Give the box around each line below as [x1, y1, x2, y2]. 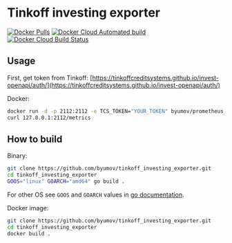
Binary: [7, 152, 28, 160]
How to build [7, 133, 63, 145]
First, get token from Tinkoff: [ [7, 73, 93, 82]
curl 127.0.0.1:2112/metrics [7, 114, 91, 121]
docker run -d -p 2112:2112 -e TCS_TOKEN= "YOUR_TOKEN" [7, 107, 168, 115]
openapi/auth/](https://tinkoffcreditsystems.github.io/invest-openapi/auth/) [7, 81, 221, 89]
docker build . [7, 230, 51, 237]
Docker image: [7, 204, 49, 212]
